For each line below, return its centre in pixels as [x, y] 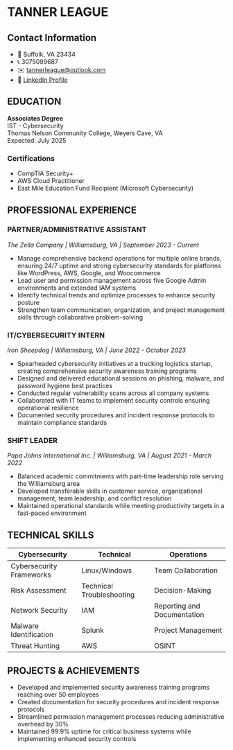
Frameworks [31, 575]
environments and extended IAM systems [77, 288]
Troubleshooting [108, 595]
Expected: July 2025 [37, 140]
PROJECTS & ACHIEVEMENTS [74, 671]
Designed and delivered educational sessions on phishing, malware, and [120, 378]
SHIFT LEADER [32, 441]
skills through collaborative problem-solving [80, 317]
